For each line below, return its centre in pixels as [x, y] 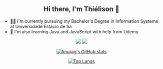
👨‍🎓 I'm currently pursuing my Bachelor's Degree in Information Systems [84, 21]
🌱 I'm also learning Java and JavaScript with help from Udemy [74, 32]
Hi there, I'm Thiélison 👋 [81, 9]
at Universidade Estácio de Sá [41, 26]
